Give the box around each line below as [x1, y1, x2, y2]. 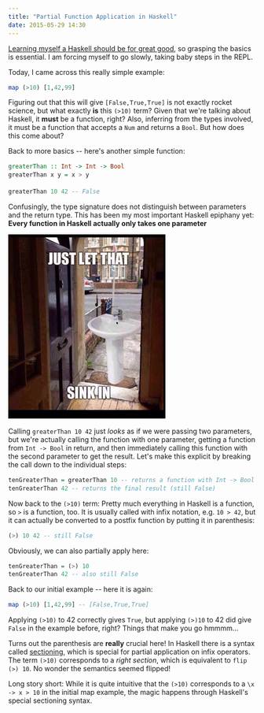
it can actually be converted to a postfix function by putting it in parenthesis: [8, 515, 255, 525]
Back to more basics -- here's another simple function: [8, 147, 185, 156]
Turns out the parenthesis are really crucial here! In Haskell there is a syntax [8, 639, 255, 648]
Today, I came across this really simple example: [8, 67, 165, 76]
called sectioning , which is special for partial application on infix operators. [8, 647, 251, 657]
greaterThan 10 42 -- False [8, 188, 101, 195]
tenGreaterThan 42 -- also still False [8, 570, 139, 578]
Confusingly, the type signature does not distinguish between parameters [8, 202, 247, 211]
